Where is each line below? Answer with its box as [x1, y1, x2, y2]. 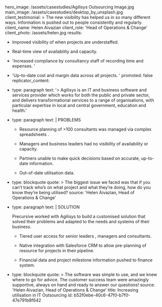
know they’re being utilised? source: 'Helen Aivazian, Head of [12, 190, 134, 195]
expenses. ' [12, 63, 35, 69]
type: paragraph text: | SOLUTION [12, 204, 80, 210]
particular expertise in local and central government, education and [12, 103, 147, 108]
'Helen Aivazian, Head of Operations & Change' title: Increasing [12, 287, 139, 292]
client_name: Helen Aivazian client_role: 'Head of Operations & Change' [5, 25, 147, 31]
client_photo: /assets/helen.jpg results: [5, 30, 82, 35]
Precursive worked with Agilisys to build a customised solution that [12, 214, 146, 219]
